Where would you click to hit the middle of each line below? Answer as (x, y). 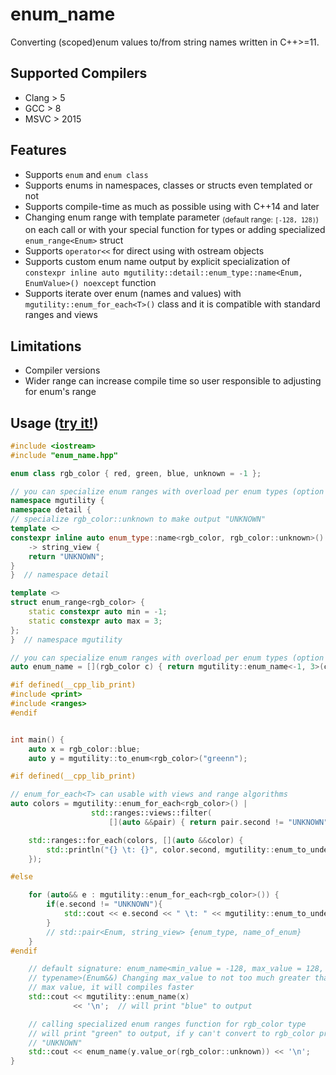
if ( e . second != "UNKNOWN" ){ (104, 904)
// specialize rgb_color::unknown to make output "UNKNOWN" (138, 519)
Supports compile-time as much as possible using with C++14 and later (172, 206)
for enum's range (60, 392)
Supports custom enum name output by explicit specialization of (157, 262)
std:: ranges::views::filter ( (151, 813)
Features (38, 150)
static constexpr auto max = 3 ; (95, 621)
